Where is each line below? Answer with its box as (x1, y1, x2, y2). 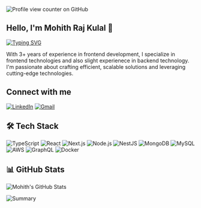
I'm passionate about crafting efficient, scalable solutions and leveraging (6, 63, 186, 70)
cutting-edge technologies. (6, 70, 74, 77)
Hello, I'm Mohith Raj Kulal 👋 (6, 23, 113, 33)
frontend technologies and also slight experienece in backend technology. (6, 57, 190, 64)
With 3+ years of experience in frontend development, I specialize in (6, 50, 176, 58)
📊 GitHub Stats (6, 164, 65, 174)
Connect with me (6, 87, 72, 97)
